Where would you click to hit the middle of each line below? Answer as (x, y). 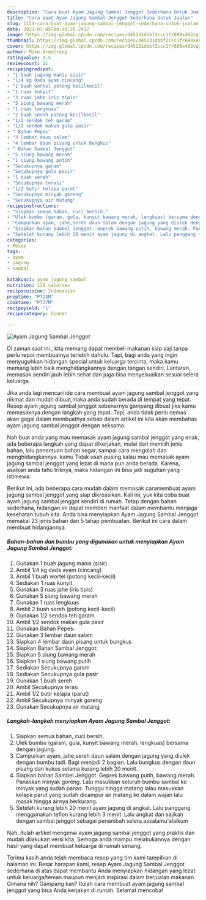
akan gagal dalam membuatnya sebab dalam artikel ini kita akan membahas (102, 419)
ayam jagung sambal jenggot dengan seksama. (66, 425)
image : (15, 35)
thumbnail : (21, 40)
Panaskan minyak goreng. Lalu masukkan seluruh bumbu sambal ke (101, 782)
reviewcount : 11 (28, 63)
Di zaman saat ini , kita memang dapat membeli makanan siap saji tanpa (97, 349)
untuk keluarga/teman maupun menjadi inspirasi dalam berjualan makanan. (101, 877)
